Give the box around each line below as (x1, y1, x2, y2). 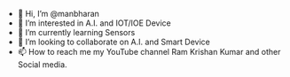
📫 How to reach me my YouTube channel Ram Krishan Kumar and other (17, 47, 281, 57)
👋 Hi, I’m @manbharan (17, 9, 100, 19)
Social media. (17, 59, 68, 70)
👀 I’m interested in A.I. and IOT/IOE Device (17, 18, 171, 28)
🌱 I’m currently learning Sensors (17, 27, 136, 37)
